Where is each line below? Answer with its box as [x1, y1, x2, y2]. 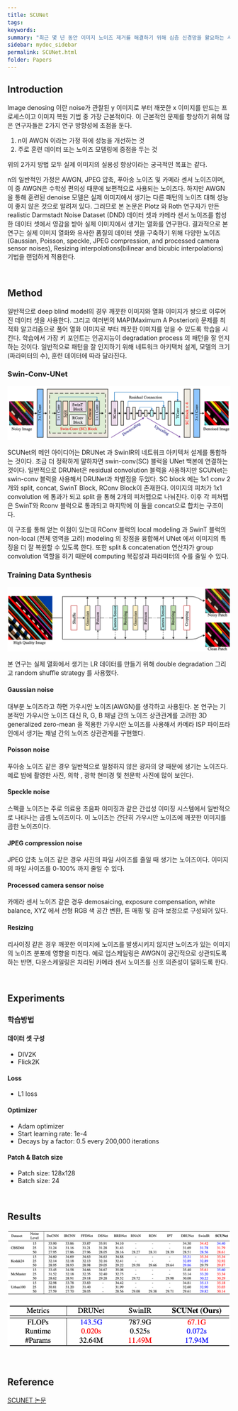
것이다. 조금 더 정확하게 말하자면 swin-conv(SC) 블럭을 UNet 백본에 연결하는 [14, 457, 228, 466]
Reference [7, 1376, 55, 1388]
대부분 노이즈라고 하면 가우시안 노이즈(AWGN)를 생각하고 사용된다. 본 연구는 [7, 702, 218, 710]
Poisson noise [7, 745, 50, 754]
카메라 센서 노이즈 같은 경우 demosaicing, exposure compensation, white [7, 898, 216, 906]
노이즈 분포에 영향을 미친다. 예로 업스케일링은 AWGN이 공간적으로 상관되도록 [14, 948, 227, 957]
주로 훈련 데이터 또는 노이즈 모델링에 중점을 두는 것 [17, 145, 158, 153]
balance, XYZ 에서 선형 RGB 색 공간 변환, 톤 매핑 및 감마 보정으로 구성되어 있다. [7, 906, 228, 915]
